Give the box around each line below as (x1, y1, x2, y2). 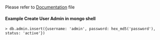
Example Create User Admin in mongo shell (5, 15, 96, 21)
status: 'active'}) (5, 31, 45, 36)
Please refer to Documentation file (5, 4, 75, 10)
